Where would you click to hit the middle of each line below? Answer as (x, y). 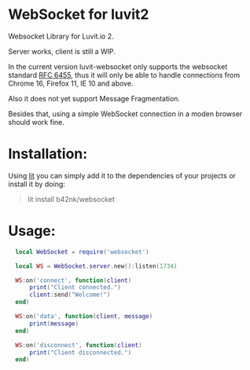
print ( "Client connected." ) (75, 288)
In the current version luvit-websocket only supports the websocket (118, 66)
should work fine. (36, 122)
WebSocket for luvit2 (79, 15)
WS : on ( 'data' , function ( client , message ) (84, 317)
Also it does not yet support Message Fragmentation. (94, 98)
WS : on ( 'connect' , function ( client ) (74, 280)
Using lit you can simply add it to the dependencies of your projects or (122, 175)
